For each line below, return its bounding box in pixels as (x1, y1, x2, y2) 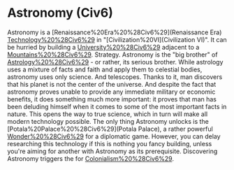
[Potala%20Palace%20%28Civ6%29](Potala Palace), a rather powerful (7, 125, 213, 133)
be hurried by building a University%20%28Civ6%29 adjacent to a (7, 43, 200, 51)
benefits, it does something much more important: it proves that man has (7, 94, 217, 103)
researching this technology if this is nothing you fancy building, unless (7, 139, 212, 148)
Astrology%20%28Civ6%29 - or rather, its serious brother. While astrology (7, 57, 224, 66)
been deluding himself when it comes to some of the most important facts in (7, 102, 227, 111)
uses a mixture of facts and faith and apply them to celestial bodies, (7, 65, 203, 73)
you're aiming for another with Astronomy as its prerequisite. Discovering (7, 147, 218, 155)
